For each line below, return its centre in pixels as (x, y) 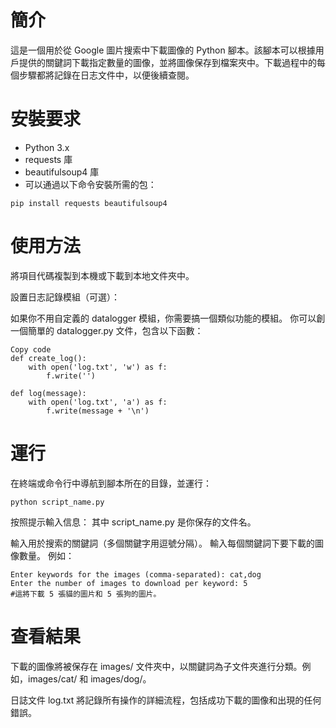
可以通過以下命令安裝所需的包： (90, 184)
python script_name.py (57, 502)
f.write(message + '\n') (98, 411)
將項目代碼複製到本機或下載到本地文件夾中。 (102, 275)
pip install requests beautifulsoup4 (89, 203)
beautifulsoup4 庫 (62, 172)
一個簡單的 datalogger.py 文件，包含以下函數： (107, 330)
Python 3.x (47, 147)
